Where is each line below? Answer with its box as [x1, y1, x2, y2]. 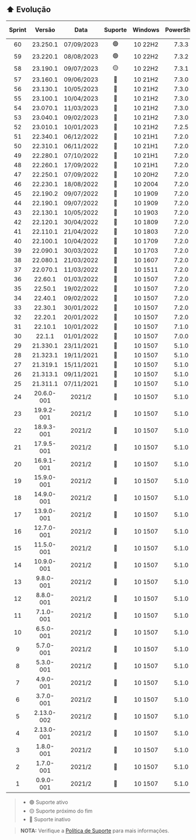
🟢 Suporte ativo [29, 798, 68, 805]
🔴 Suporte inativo [29, 815, 71, 822]
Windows [132, 26, 160, 34]
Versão [34, 26, 55, 34]
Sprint [9, 26, 27, 34]
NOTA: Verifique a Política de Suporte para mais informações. [20, 827, 170, 834]
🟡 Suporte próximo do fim [29, 807, 93, 814]
